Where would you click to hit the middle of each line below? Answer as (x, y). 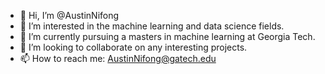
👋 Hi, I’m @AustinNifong (69, 15)
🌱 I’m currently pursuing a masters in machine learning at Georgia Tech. (167, 36)
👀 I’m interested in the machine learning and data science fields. (152, 26)
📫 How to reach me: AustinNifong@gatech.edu (118, 58)
